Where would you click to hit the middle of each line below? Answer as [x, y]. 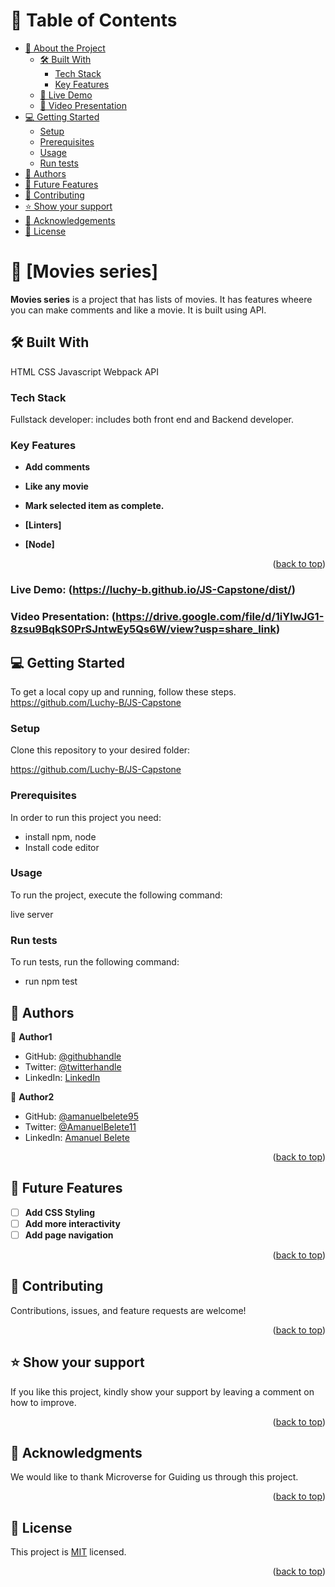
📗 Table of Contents [94, 20]
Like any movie [56, 486]
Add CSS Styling [60, 1212]
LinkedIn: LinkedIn [62, 1077]
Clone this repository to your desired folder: [100, 750]
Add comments [57, 467]
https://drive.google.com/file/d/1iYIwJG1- [220, 617]
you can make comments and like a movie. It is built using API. [138, 310]
